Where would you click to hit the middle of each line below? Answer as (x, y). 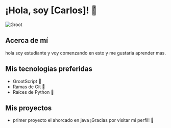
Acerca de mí (27, 41)
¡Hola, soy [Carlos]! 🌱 (51, 10)
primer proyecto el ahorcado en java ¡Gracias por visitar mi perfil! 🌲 (83, 120)
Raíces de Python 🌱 (33, 92)
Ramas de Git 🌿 (29, 87)
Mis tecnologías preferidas (49, 69)
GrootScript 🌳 (27, 81)
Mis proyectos (29, 108)
